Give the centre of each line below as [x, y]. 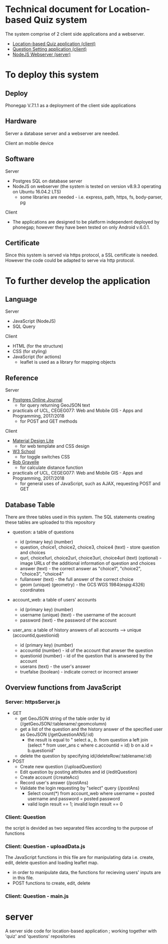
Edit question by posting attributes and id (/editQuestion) [78, 772]
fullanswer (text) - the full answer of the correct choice [77, 579]
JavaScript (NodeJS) [34, 321]
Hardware [21, 121]
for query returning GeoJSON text [55, 405]
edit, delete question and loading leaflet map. [52, 863]
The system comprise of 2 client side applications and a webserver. [75, 34]
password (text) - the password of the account [68, 620]
